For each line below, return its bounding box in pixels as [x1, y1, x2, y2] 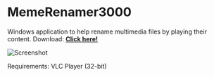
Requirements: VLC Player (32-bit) [7, 62, 107, 70]
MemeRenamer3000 [7, 4, 132, 20]
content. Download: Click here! [7, 34, 99, 43]
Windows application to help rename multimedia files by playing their [7, 27, 208, 36]
